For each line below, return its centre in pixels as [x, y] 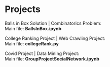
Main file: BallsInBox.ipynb [33, 28]
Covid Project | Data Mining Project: [42, 53]
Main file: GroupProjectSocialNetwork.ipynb [52, 58]
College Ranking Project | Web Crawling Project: [55, 38]
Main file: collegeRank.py [32, 43]
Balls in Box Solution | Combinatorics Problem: [53, 23]
